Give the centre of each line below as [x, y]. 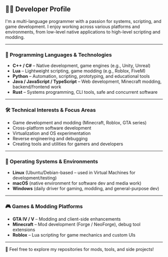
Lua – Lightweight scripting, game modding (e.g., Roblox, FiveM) [79, 71]
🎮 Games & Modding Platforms [44, 206]
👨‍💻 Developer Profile [38, 9]
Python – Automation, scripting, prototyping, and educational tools [81, 76]
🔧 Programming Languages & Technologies [58, 54]
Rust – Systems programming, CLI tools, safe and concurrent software [85, 92]
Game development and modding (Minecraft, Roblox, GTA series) [79, 123]
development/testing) [34, 178]
